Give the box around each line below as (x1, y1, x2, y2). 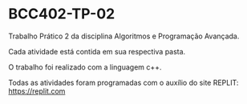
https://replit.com (8, 86, 66, 96)
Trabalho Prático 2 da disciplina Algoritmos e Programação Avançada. (8, 31, 240, 41)
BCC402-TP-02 (8, 5, 115, 23)
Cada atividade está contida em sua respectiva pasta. (8, 46, 186, 56)
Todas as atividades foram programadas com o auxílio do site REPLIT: (8, 78, 239, 87)
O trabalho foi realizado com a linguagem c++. (8, 62, 162, 72)
